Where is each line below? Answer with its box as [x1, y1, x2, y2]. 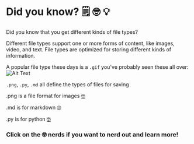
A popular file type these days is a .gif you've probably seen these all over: [6, 63, 189, 71]
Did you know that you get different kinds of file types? [6, 28, 138, 36]
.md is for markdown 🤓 [6, 104, 61, 111]
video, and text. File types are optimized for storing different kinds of [6, 45, 172, 53]
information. [6, 52, 36, 59]
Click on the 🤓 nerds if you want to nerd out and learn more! [6, 130, 179, 138]
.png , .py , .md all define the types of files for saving [6, 80, 130, 88]
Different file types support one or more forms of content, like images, [6, 40, 175, 47]
